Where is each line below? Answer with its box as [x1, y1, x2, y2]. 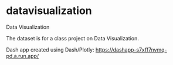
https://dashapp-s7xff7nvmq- [95, 46, 167, 53]
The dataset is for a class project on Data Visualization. [6, 35, 139, 42]
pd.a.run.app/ [6, 52, 39, 59]
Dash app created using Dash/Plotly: [6, 46, 95, 53]
